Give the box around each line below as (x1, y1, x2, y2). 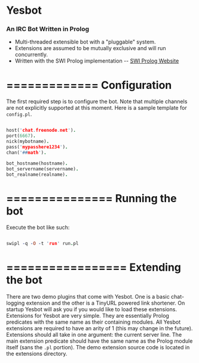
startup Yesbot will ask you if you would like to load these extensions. (6, 306, 177, 313)
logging (6, 299, 25, 307)
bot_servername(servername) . (6, 166, 79, 172)
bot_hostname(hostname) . (6, 160, 68, 166)
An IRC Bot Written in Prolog (6, 25, 90, 33)
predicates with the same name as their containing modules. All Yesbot (6, 318, 181, 325)
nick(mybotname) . (6, 138, 50, 145)
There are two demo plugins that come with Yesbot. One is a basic (6, 293, 170, 300)
